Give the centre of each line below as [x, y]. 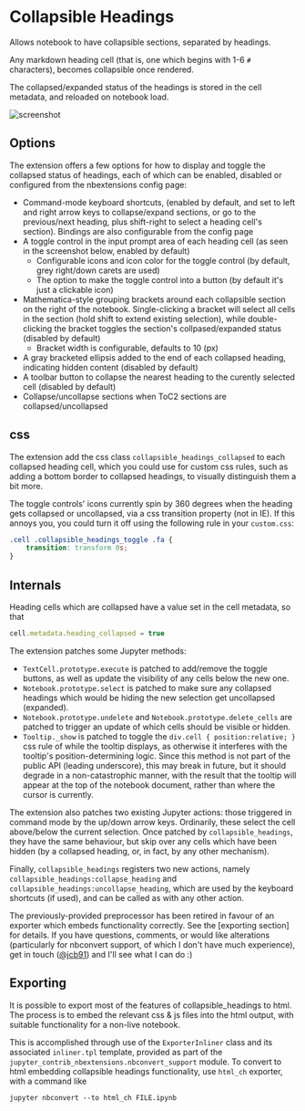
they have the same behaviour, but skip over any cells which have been [143, 841]
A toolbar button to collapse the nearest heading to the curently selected [159, 377]
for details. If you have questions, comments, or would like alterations [140, 935]
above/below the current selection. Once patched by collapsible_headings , [151, 832]
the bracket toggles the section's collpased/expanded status [168, 328]
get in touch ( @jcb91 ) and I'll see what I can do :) [101, 954]
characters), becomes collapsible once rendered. [102, 69]
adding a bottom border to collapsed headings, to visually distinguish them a [153, 476]
